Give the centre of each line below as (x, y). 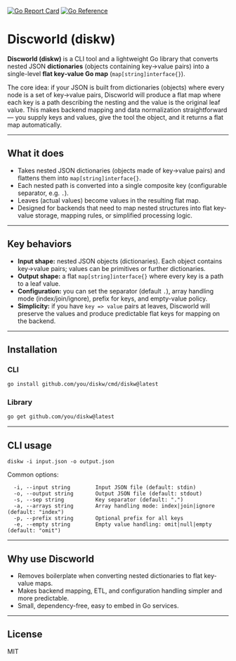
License (25, 635)
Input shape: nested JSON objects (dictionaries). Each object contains (120, 261)
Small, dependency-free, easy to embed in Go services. (98, 605)
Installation (32, 350)
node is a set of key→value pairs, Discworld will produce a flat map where (114, 94)
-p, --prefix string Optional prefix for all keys (99, 518)
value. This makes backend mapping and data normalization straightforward (117, 110)
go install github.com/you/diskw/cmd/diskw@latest (83, 384)
